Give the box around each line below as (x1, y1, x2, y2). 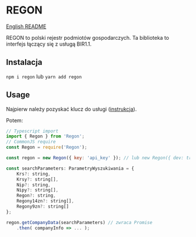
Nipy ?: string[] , (16, 187, 59, 193)
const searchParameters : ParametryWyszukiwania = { (6, 165, 134, 171)
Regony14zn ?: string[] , (16, 198, 75, 204)
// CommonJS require (6, 139, 57, 145)
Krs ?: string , (16, 171, 51, 177)
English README (6, 23, 47, 30)
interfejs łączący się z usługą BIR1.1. (6, 40, 92, 47)
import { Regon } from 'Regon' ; (6, 133, 85, 139)
